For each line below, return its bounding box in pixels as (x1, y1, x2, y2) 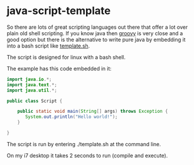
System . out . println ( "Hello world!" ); (25, 114, 118, 120)
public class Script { (6, 98, 63, 104)
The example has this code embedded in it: (6, 65, 111, 72)
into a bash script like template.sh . (6, 42, 90, 49)
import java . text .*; (6, 82, 58, 87)
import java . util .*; (6, 87, 58, 93)
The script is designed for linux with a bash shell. (6, 53, 126, 60)
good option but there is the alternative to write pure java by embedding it (6, 36, 186, 43)
